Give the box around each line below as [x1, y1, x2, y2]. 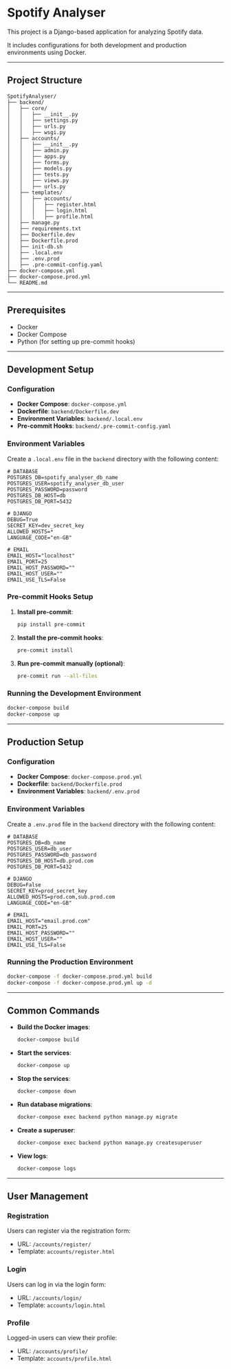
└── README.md [7, 279, 48, 286]
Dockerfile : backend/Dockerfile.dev [16, 407, 119, 415]
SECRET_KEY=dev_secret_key [7, 522, 85, 529]
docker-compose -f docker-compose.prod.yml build [7, 973, 153, 980]
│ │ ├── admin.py [7, 146, 69, 154]
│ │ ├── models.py [7, 165, 72, 172]
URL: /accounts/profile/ [16, 1346, 88, 1355]
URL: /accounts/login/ [16, 1293, 82, 1302]
